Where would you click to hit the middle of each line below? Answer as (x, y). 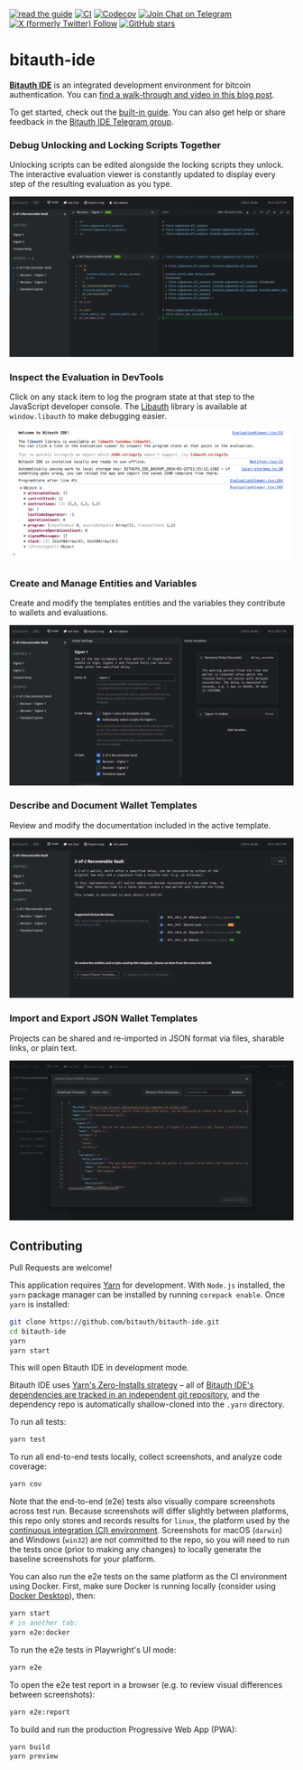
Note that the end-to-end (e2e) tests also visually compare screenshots (142, 1502)
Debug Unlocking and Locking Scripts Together (115, 145)
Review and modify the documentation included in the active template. (140, 825)
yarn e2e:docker (40, 1632)
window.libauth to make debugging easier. (88, 417)
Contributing (46, 1246)
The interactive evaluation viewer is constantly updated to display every (143, 174)
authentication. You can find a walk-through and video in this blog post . (142, 94)
